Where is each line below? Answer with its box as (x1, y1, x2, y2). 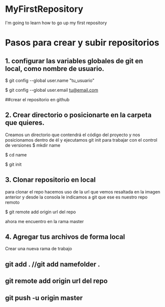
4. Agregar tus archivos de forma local (5, 232, 126, 241)
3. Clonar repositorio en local (5, 176, 96, 184)
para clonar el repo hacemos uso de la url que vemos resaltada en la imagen (5, 189, 161, 194)
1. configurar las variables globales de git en (5, 57, 143, 65)
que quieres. (5, 118, 45, 127)
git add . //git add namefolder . (5, 260, 100, 269)
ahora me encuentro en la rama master (5, 218, 84, 224)
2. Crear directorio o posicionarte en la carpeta (5, 111, 152, 119)
